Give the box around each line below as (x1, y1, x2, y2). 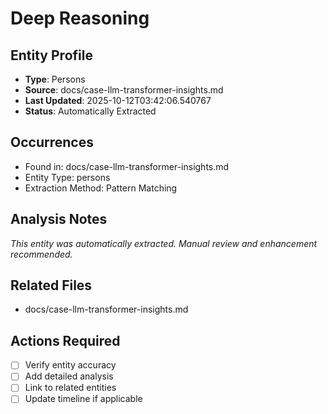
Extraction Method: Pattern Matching (24, 182, 178, 194)
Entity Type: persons (24, 171, 111, 183)
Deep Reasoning (10, 7, 150, 30)
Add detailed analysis (24, 370, 114, 382)
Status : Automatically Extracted (24, 105, 157, 117)
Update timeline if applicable (24, 393, 143, 405)
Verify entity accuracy (24, 359, 117, 371)
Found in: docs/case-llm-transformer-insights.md (24, 160, 230, 172)
